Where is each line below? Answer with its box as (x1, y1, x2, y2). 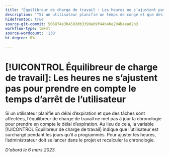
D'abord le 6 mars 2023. (5, 146, 56, 152)
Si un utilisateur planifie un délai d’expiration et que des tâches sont (5, 110, 145, 116)
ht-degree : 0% (5, 36, 35, 41)
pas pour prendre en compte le (5, 83, 137, 95)
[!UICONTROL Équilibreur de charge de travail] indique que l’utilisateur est (5, 126, 158, 132)
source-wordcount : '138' (5, 31, 57, 36)
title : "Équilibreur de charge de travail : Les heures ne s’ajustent (5, 7, 156, 13)
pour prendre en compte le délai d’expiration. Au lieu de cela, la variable (5, 121, 154, 127)
